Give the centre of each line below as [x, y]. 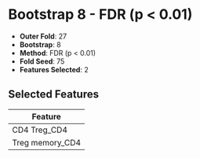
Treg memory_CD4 [46, 142]
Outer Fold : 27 [43, 36]
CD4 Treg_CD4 [40, 130]
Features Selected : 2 [54, 69]
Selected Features [54, 95]
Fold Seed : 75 [42, 61]
